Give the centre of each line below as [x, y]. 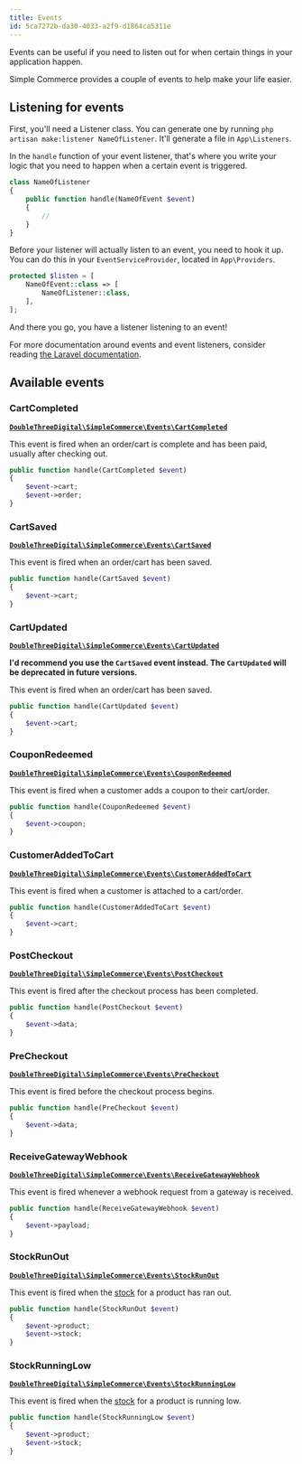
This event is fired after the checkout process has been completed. [134, 991]
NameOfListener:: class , [86, 293]
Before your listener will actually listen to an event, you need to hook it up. [146, 250]
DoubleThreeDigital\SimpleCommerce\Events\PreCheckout [114, 1075]
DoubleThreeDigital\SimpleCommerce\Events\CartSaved [110, 546]
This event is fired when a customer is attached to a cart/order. [126, 890]
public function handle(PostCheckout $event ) [96, 1008]
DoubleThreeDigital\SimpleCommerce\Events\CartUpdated [114, 646]
